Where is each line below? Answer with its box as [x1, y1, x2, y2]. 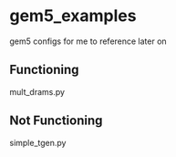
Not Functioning [9, 113, 103, 129]
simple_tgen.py [9, 137, 67, 148]
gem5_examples [9, 5, 137, 26]
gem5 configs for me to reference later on [9, 36, 167, 47]
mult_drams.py [9, 86, 66, 97]
